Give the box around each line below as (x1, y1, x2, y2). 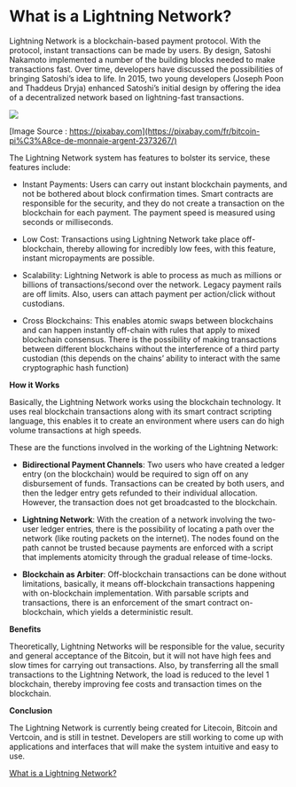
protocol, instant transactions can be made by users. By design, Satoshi (9, 44, 272, 55)
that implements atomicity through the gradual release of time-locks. (21, 551, 273, 562)
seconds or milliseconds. (21, 216, 113, 227)
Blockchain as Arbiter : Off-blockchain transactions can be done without (21, 569, 287, 580)
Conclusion (9, 705, 53, 715)
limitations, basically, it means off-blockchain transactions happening (21, 578, 275, 588)
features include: (9, 161, 71, 172)
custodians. (21, 298, 65, 308)
